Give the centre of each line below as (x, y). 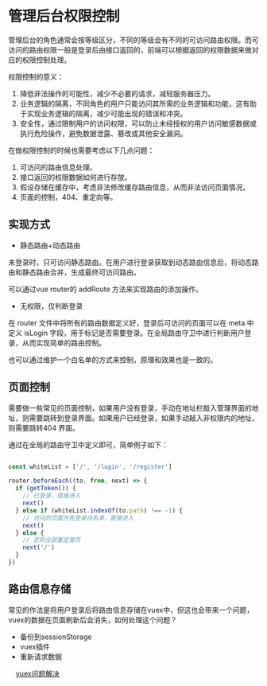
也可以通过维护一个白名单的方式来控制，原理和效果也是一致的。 (112, 360)
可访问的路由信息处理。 (58, 167)
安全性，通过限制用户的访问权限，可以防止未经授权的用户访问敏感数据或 (138, 123)
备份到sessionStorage (56, 637)
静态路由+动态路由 (50, 245)
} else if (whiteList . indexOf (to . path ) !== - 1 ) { (99, 510)
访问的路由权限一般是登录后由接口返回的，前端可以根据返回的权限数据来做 (130, 49)
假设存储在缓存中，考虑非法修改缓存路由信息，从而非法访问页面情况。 (135, 187)
